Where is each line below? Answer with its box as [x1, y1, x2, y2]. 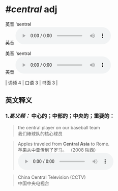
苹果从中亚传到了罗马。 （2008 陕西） [17, 147, 99, 153]
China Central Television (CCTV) [17, 174, 86, 180]
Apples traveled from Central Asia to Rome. [17, 141, 110, 147]
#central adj [5, 4, 57, 15]
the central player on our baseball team [17, 124, 100, 130]
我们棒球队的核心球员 [17, 130, 63, 137]
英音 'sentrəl [5, 21, 32, 27]
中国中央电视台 [17, 180, 49, 186]
